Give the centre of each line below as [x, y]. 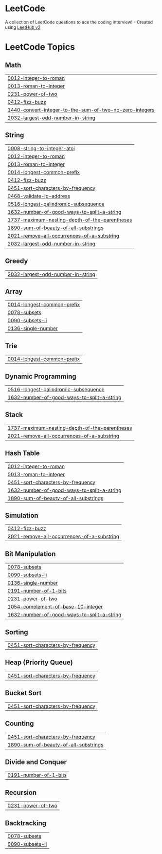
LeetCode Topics [40, 47]
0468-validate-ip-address [39, 196]
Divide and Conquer [36, 762]
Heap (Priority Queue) [39, 663]
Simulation [22, 515]
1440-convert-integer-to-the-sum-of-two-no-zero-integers [81, 109]
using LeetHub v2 [23, 27]
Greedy [17, 261]
